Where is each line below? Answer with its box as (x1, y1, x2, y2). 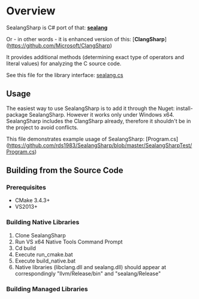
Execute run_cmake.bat (14, 251, 73, 258)
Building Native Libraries (6, 218, 80, 227)
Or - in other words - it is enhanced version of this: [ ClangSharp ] (6, 35, 167, 42)
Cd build (14, 244, 36, 252)
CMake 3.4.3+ (14, 197, 50, 204)
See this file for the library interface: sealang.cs (6, 71, 123, 78)
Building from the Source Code (6, 166, 124, 176)
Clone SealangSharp (14, 231, 66, 239)
